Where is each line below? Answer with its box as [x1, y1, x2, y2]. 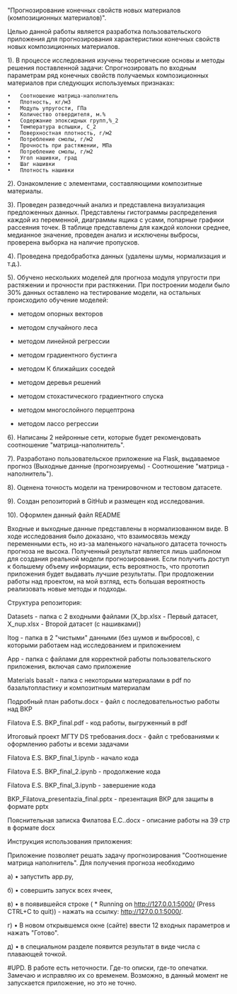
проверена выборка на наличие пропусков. [7, 238, 140, 247]
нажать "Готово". [7, 929, 59, 937]
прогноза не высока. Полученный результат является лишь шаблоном [7, 547, 221, 555]
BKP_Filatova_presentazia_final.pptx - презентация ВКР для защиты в [7, 795, 214, 803]
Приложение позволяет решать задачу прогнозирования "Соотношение [7, 851, 228, 859]
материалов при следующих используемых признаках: [7, 79, 175, 87]
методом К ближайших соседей [17, 364, 115, 373]
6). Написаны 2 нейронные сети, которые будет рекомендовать [7, 433, 202, 442]
